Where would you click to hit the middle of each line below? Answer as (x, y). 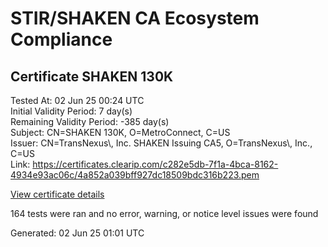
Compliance (61, 39)
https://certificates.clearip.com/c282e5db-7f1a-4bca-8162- (155, 164)
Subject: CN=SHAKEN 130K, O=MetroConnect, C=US (120, 132)
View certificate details (57, 194)
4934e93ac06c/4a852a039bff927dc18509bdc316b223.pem (135, 175)
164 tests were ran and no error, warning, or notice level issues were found (164, 213)
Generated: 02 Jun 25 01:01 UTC (77, 233)
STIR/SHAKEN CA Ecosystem (135, 18)
